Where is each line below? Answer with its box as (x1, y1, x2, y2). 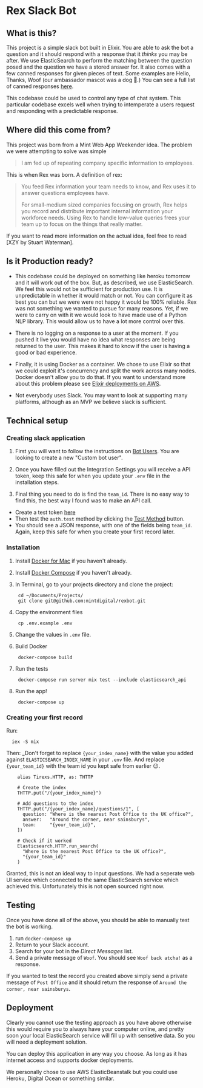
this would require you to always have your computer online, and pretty (6, 1025, 184, 1033)
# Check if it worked (17, 838, 72, 844)
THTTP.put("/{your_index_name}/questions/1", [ (17, 806, 139, 812)
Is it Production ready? (6, 256, 94, 267)
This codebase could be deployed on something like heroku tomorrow (15, 272, 190, 279)
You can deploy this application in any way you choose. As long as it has (6, 1050, 188, 1057)
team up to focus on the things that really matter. (21, 220, 143, 228)
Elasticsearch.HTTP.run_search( (17, 843, 99, 849)
